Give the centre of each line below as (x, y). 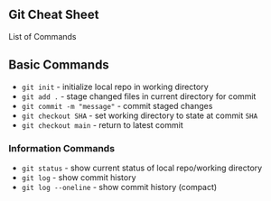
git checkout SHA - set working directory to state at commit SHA (140, 115)
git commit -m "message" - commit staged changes (117, 105)
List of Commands (42, 36)
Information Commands (61, 148)
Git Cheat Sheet (54, 15)
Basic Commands (59, 65)
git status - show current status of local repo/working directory (142, 168)
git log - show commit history (79, 177)
